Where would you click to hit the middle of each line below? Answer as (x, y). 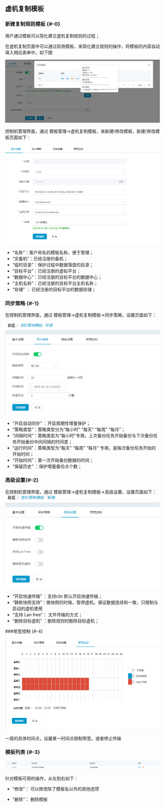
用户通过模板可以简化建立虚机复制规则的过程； (52, 35)
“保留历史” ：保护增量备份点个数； (47, 466)
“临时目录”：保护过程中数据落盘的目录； (53, 264)
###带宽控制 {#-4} (24, 631)
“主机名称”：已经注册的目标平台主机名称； (55, 283)
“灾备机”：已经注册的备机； (40, 258)
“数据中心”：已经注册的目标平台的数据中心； (57, 277)
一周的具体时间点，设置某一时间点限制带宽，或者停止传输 (63, 738)
